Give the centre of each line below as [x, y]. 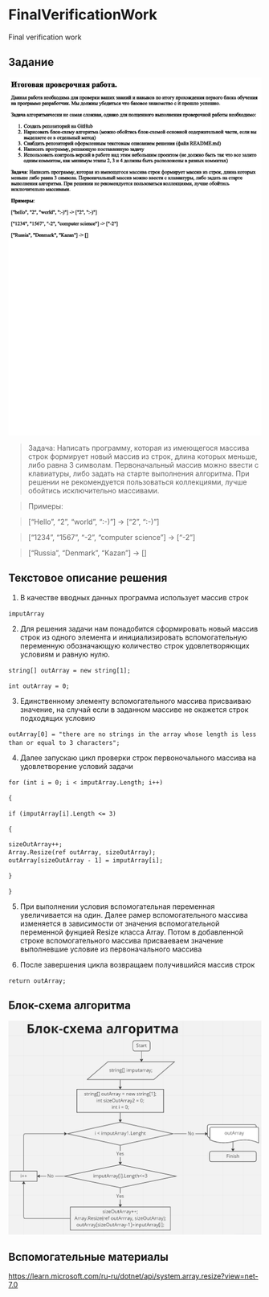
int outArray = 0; [39, 686]
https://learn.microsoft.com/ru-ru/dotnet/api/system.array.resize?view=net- [133, 1276]
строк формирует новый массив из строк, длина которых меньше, [143, 456]
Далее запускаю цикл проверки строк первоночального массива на [138, 758]
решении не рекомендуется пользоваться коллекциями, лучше [137, 482]
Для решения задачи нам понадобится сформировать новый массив [139, 628]
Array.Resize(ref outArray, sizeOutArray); [82, 852]
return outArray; [37, 981]
